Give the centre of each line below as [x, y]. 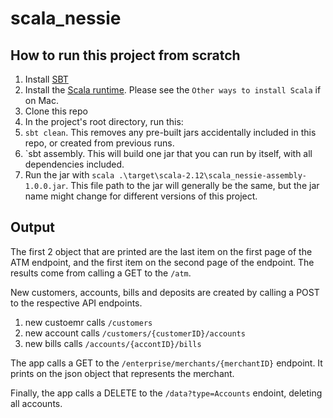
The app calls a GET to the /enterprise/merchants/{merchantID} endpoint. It [166, 363]
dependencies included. [74, 164]
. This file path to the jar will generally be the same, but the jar [192, 185]
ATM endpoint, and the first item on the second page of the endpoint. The [162, 262]
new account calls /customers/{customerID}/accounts [135, 333]
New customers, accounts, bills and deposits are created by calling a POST [165, 292]
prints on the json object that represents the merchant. [122, 373]
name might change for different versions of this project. [141, 196]
